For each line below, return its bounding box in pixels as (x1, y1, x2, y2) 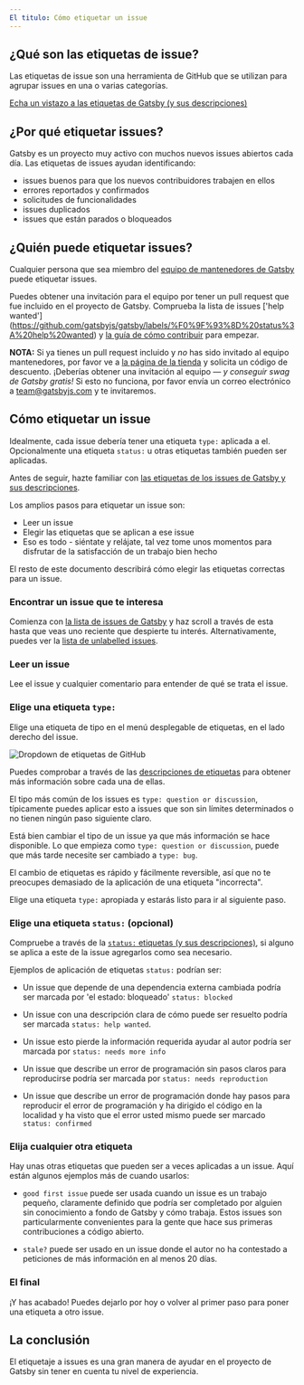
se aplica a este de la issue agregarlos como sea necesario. (9, 947, 233, 958)
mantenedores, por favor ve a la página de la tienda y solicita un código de (9, 356, 288, 367)
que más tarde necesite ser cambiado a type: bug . (9, 849, 198, 860)
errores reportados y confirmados (22, 185, 149, 195)
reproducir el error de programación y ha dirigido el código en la (22, 1100, 262, 1111)
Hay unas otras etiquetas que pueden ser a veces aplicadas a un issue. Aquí (9, 1161, 294, 1172)
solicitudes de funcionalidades (22, 194, 138, 205)
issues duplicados (22, 204, 90, 215)
